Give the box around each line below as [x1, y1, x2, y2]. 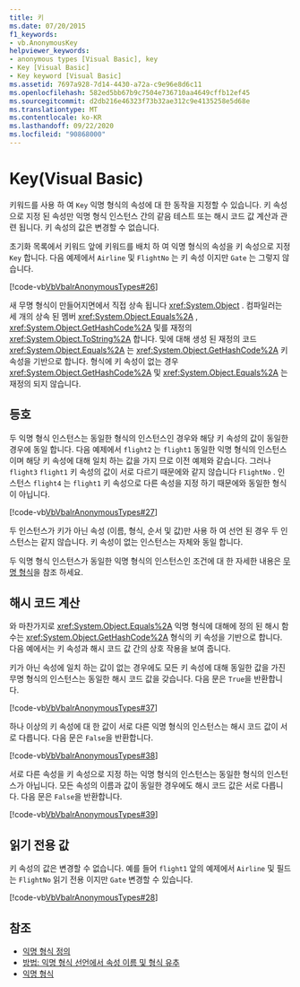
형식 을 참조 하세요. [18, 566, 83, 577]
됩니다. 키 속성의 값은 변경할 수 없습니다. [18, 222, 159, 232]
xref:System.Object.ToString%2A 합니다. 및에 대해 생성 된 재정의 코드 [9, 333, 257, 344]
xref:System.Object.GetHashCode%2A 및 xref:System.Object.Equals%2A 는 [9, 367, 288, 378]
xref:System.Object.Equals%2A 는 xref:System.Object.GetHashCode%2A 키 [9, 345, 288, 355]
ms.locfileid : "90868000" [9, 130, 106, 139]
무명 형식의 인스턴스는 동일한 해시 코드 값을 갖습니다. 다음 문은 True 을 [9, 674, 253, 685]
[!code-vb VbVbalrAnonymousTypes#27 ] [9, 506, 159, 517]
